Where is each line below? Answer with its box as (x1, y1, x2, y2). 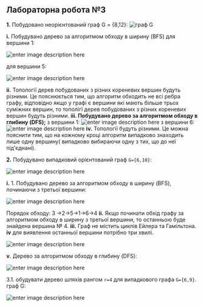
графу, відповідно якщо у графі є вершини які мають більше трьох (6, 99, 179, 106)
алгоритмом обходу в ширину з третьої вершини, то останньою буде (6, 215, 186, 223)
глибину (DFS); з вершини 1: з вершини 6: (6, 118, 195, 126)
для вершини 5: (6, 62, 47, 70)
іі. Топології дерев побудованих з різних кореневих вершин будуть (6, 86, 181, 93)
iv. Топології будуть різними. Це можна (86, 124, 188, 132)
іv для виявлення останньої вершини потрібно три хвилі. (6, 229, 154, 236)
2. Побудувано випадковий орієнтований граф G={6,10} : (6, 156, 152, 163)
